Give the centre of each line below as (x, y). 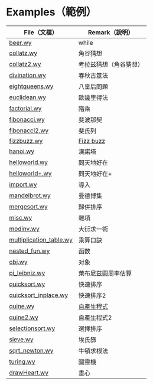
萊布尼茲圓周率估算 (105, 273)
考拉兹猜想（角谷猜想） (111, 64)
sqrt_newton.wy (31, 350)
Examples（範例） (51, 12)
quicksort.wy (27, 284)
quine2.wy (24, 317)
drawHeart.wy (29, 373)
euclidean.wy (27, 97)
